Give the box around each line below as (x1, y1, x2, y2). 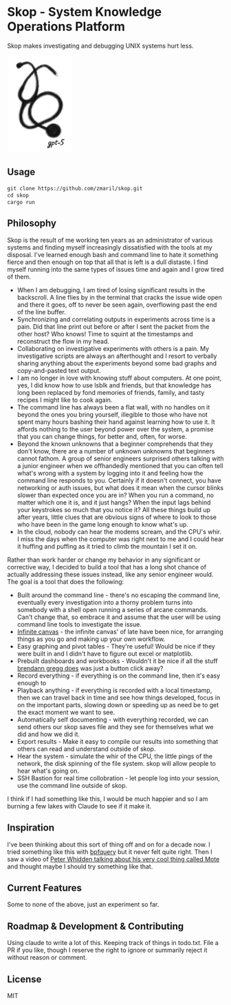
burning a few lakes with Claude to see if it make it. (7, 802, 152, 810)
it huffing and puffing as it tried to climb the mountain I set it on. (16, 542, 197, 550)
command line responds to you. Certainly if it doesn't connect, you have (16, 476, 222, 485)
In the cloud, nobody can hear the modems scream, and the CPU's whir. (16, 527, 222, 536)
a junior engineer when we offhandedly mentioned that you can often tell (16, 461, 223, 469)
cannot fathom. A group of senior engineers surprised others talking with (16, 454, 224, 463)
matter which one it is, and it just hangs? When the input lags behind (16, 498, 211, 507)
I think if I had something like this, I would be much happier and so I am (7, 794, 208, 803)
